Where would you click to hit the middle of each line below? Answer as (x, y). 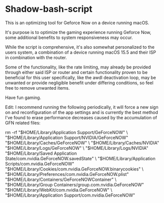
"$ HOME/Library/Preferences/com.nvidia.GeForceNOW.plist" (67, 174)
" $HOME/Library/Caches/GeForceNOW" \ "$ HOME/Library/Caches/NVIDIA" (82, 143)
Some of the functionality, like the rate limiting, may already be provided (78, 67)
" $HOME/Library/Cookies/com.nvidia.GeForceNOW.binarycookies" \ (74, 169)
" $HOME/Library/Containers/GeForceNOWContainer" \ (61, 179)
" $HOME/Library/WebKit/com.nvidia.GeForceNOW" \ (59, 190)
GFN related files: (23, 123)
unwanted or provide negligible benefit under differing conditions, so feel (79, 83)
